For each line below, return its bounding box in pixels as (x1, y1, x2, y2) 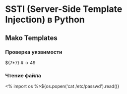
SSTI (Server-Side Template (5, 3, 123, 15)
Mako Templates (5, 34, 58, 42)
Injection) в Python (5, 14, 85, 25)
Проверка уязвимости (5, 48, 63, 55)
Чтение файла (5, 72, 41, 79)
